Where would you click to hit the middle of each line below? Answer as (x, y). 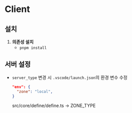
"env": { (21, 87)
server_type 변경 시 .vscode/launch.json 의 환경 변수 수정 (70, 77)
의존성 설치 (23, 42)
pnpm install (33, 48)
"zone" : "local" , (35, 91)
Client (18, 9)
